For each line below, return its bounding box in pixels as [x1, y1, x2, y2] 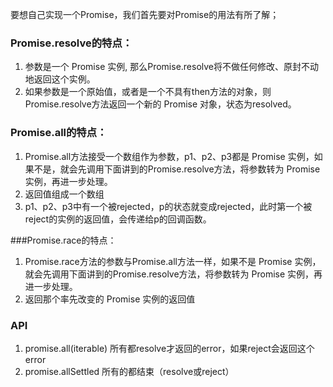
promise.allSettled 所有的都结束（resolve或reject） [24, 365, 235, 377]
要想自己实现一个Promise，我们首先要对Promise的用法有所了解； [10, 9, 280, 20]
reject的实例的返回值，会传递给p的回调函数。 [24, 213, 212, 225]
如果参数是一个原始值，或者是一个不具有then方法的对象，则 [24, 86, 272, 98]
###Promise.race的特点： [10, 234, 117, 246]
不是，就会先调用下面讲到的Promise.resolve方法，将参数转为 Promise [33, 163, 321, 175]
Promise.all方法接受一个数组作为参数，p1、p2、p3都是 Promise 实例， [24, 150, 315, 162]
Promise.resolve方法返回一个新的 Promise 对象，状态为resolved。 [24, 98, 297, 110]
